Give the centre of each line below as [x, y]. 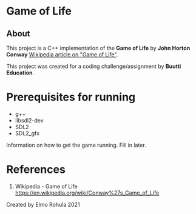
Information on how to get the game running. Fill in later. [76, 145]
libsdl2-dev [29, 120]
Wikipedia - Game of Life [46, 186]
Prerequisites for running [71, 97]
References [36, 169]
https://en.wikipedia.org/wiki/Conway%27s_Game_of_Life [87, 193]
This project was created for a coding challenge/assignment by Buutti [94, 66]
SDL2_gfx [27, 133]
